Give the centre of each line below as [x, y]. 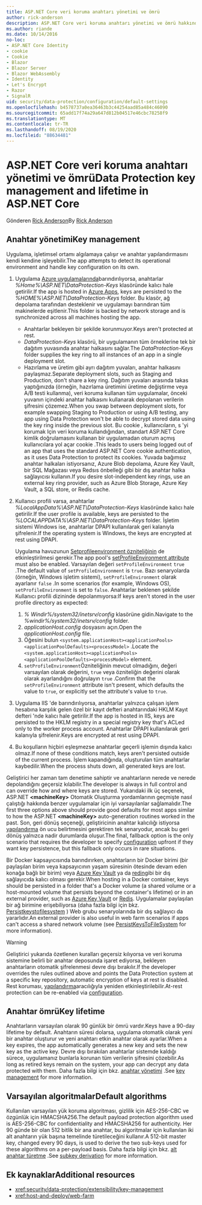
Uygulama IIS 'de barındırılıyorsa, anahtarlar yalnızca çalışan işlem [97, 703]
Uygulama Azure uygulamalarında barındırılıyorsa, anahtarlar [89, 278]
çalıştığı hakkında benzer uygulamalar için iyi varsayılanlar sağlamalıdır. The [99, 803]
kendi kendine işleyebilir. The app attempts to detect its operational [88, 260]
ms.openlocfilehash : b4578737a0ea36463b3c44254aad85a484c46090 [87, 107]
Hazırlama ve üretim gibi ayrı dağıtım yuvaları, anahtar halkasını [102, 367]
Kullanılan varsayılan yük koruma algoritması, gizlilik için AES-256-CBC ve [98, 1111]
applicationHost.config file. [58, 633]
